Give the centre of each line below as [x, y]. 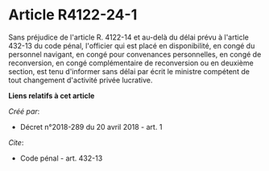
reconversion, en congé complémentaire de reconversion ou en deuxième [131, 63]
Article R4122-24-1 [73, 15]
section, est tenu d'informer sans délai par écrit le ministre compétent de [129, 71]
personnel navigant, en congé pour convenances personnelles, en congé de [135, 54]
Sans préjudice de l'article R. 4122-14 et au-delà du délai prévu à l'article [129, 37]
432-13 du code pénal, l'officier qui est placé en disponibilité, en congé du [132, 45]
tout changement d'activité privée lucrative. [81, 80]
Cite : [16, 142]
